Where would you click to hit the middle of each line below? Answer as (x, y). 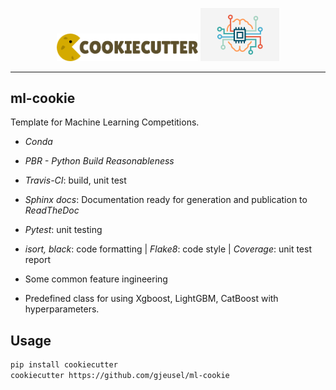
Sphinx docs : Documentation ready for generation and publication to (166, 200)
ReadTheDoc (52, 210)
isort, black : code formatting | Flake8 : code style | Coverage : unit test (168, 249)
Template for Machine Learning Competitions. (105, 122)
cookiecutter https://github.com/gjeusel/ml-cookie (120, 376)
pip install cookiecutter (64, 365)
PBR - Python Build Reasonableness (99, 161)
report (38, 260)
